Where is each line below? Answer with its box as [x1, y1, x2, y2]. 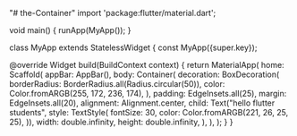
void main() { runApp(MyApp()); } [9, 25, 132, 35]
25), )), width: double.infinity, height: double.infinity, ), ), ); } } [9, 116, 233, 127]
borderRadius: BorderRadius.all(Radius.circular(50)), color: [9, 79, 225, 89]
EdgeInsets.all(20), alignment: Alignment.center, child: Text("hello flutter [9, 98, 276, 108]
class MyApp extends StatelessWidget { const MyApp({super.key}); [9, 42, 258, 53]
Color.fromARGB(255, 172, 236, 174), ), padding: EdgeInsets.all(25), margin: [9, 89, 287, 98]
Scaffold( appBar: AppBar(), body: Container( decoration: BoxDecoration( [9, 69, 280, 80]
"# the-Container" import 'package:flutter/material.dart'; [9, 8, 216, 18]
